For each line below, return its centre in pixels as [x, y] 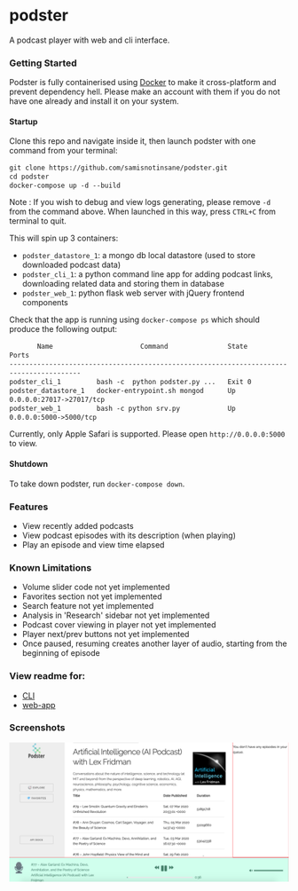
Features [29, 507]
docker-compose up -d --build [65, 186]
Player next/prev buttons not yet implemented [106, 635]
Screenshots [37, 728]
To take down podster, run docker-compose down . [97, 484]
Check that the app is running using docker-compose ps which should [134, 319]
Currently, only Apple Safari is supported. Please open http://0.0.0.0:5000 [147, 434]
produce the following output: [63, 329]
